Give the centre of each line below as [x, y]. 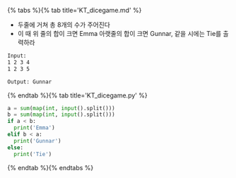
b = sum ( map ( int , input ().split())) [61, 115]
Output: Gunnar [30, 82]
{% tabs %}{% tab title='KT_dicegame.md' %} [75, 10]
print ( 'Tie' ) [33, 154]
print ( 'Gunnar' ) [37, 141]
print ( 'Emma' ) [34, 128]
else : [15, 148]
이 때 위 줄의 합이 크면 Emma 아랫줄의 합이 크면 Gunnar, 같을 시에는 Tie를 [119, 34]
